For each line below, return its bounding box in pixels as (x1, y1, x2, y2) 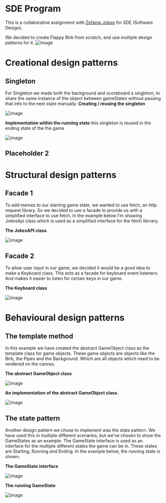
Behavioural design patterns (5, 312, 125, 323)
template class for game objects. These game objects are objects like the (5, 350, 155, 356)
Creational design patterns (5, 57, 118, 69)
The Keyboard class (5, 285, 47, 291)
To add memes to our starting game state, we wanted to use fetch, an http (5, 202, 157, 208)
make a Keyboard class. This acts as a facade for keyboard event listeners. (5, 270, 159, 276)
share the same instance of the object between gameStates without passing (5, 95, 161, 101)
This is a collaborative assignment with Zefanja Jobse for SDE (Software (5, 19, 153, 25)
